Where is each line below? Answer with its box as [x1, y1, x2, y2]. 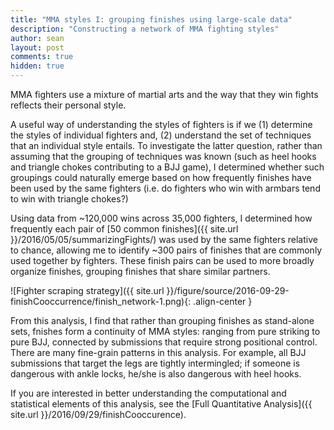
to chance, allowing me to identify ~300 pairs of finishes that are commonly [10, 244, 323, 256]
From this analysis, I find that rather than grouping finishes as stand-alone [10, 315, 315, 326]
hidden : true [10, 61, 65, 71]
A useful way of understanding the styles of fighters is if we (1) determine [10, 119, 313, 130]
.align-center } [193, 296, 253, 307]
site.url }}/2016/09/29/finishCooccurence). [10, 409, 187, 420]
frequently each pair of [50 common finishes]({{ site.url [10, 223, 239, 235]
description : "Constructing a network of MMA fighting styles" [10, 24, 280, 34]
